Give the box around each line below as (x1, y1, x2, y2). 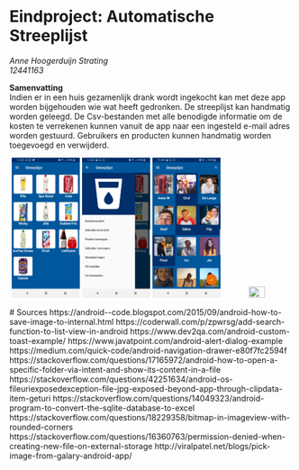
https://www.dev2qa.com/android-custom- (130, 326, 290, 337)
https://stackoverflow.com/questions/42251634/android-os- (9, 374, 233, 384)
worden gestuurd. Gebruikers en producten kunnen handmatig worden (9, 130, 272, 140)
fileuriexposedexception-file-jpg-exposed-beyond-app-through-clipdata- (9, 383, 284, 393)
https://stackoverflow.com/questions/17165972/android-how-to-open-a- (9, 354, 278, 366)
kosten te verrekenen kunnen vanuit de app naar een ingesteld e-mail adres (9, 120, 291, 131)
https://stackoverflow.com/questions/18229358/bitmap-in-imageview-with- (9, 411, 291, 422)
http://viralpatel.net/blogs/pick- (154, 440, 271, 451)
